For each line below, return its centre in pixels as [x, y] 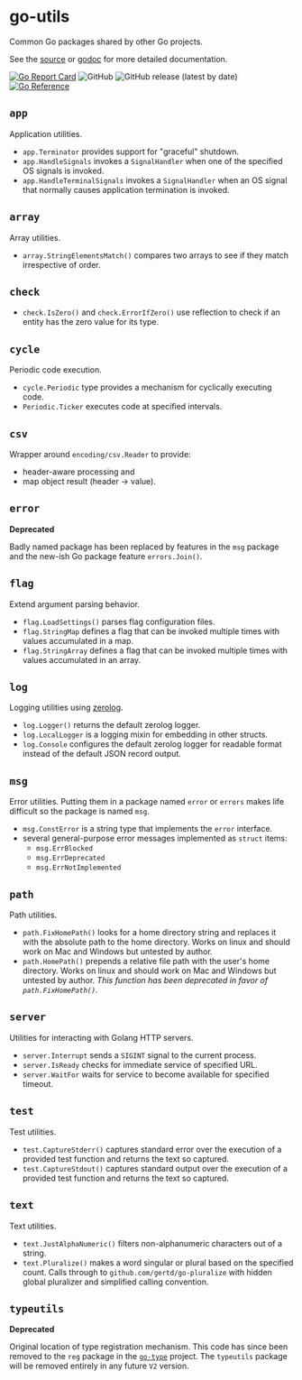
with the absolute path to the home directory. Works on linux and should [156, 942]
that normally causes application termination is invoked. [126, 189]
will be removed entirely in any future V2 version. [99, 1366]
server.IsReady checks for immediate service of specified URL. [140, 1064]
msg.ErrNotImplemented [78, 868]
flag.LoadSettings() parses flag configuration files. [119, 621]
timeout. [38, 1083]
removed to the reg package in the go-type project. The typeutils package [149, 1357]
